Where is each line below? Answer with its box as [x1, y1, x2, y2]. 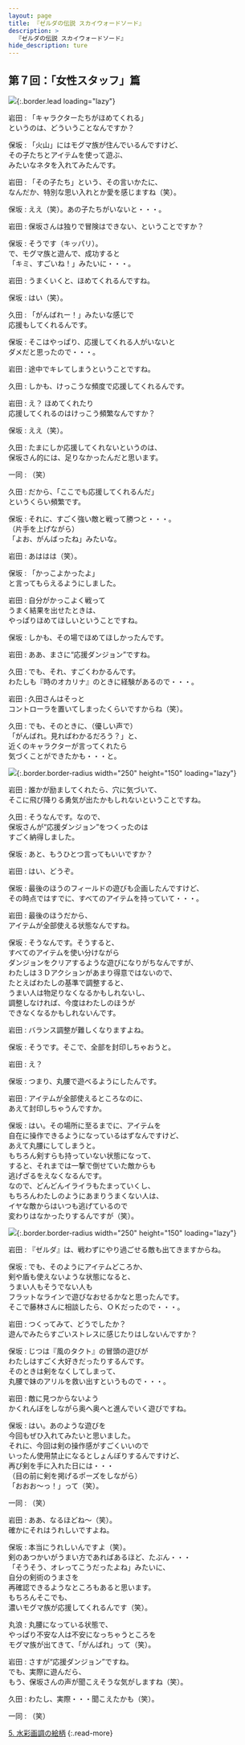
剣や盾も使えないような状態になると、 [8, 1271, 135, 1281]
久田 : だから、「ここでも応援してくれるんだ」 [8, 487, 159, 496]
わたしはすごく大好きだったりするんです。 [8, 1356, 149, 1365]
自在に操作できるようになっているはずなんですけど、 [8, 1131, 183, 1140]
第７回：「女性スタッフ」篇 [8, 73, 141, 87]
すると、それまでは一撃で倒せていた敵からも [8, 1160, 157, 1170]
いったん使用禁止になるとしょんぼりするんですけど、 [8, 1451, 184, 1460]
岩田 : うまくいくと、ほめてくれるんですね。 [8, 275, 155, 285]
